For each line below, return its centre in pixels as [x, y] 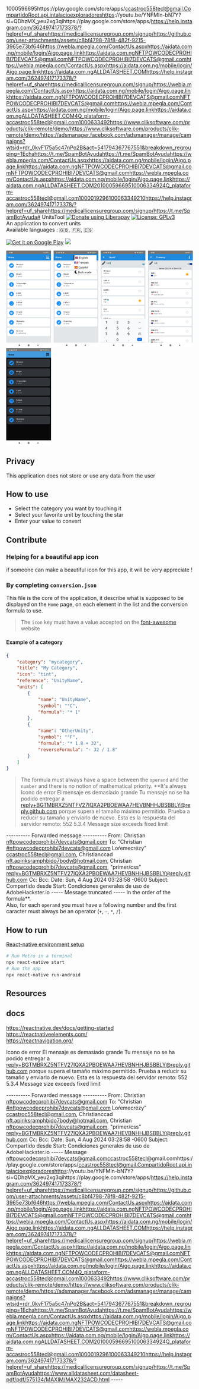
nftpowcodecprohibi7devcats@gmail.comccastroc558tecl [76, 1158]
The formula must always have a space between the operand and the [104, 780]
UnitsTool [53, 217]
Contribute [27, 540]
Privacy [21, 461]
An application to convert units [44, 223]
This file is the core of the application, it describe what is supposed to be [95, 598]
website [30, 628]
